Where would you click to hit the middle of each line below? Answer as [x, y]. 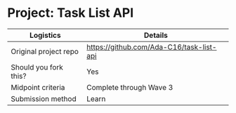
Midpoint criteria [38, 87]
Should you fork [37, 67]
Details [156, 35]
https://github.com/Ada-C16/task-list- [152, 47]
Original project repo [45, 51]
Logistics [45, 35]
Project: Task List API [71, 13]
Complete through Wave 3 [130, 87]
